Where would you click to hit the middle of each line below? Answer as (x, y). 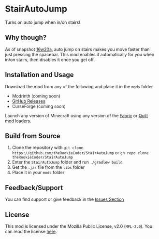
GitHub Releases (29, 101)
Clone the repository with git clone (48, 148)
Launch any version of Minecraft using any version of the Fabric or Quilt (77, 115)
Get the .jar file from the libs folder (48, 167)
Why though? (26, 38)
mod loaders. (18, 121)
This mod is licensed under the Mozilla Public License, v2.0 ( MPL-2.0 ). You (79, 226)
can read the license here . (31, 231)
